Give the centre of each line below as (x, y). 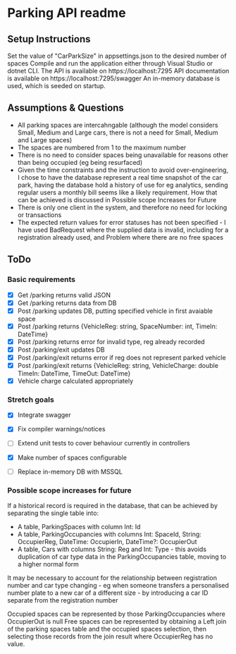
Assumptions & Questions (66, 108)
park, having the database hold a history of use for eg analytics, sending (123, 185)
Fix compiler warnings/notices (61, 429)
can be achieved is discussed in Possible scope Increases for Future (117, 199)
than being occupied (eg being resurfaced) (80, 162)
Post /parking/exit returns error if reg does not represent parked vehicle (122, 357)
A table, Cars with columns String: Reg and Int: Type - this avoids (112, 549)
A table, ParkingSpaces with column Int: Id (79, 526)
